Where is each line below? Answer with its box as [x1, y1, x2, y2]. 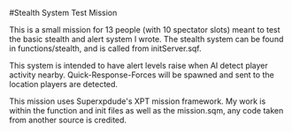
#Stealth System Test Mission [9, 8, 118, 18]
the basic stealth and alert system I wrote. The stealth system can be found [9, 34, 284, 44]
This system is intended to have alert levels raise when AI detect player [9, 61, 268, 70]
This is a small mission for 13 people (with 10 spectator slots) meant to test [9, 25, 280, 34]
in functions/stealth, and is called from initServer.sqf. [9, 43, 202, 54]
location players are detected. [9, 79, 118, 89]
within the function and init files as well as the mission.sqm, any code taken [9, 106, 284, 115]
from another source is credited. [9, 114, 127, 125]
